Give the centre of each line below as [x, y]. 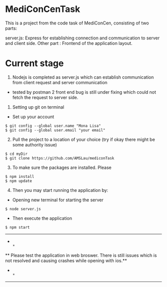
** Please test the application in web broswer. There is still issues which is [81, 255]
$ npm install [20, 176]
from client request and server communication [60, 82]
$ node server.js [23, 209]
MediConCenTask [43, 9]
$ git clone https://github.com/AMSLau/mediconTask [60, 158]
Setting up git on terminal [38, 107]
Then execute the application [42, 218]
